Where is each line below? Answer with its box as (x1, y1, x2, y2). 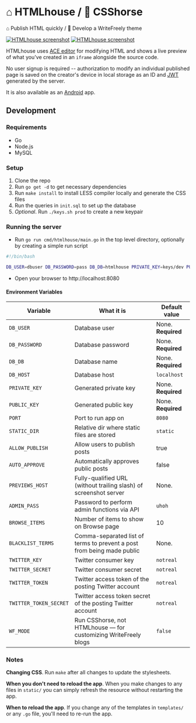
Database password (74, 341, 129, 349)
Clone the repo (14, 177, 51, 184)
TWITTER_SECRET (9, 567, 51, 573)
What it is (99, 307, 127, 315)
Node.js (14, 143, 34, 150)
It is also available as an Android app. (6, 88, 96, 96)
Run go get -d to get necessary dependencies (14, 183, 127, 190)
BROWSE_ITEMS (9, 520, 45, 526)
